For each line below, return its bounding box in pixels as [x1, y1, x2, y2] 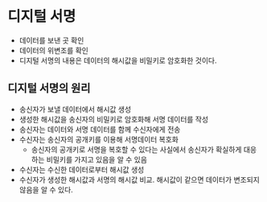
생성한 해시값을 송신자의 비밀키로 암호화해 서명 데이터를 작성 [18, 114, 209, 124]
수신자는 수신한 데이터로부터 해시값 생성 [18, 164, 145, 174]
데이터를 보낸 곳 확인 [18, 35, 84, 45]
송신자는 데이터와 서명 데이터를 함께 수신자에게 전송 [18, 124, 181, 134]
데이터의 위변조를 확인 [18, 45, 89, 55]
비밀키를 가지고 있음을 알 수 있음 [46, 155, 148, 164]
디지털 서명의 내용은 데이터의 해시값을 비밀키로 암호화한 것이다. [18, 56, 218, 65]
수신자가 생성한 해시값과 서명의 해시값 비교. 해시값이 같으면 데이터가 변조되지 [18, 175, 261, 184]
